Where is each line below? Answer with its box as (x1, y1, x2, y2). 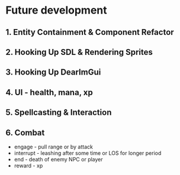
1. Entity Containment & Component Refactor (5, 27, 174, 37)
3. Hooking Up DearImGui (5, 67, 101, 77)
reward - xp (14, 162, 43, 169)
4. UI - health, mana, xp (5, 87, 93, 98)
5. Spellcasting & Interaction (5, 108, 112, 118)
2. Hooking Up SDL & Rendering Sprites (5, 47, 153, 57)
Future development (5, 4, 107, 17)
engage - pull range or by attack (14, 143, 93, 150)
